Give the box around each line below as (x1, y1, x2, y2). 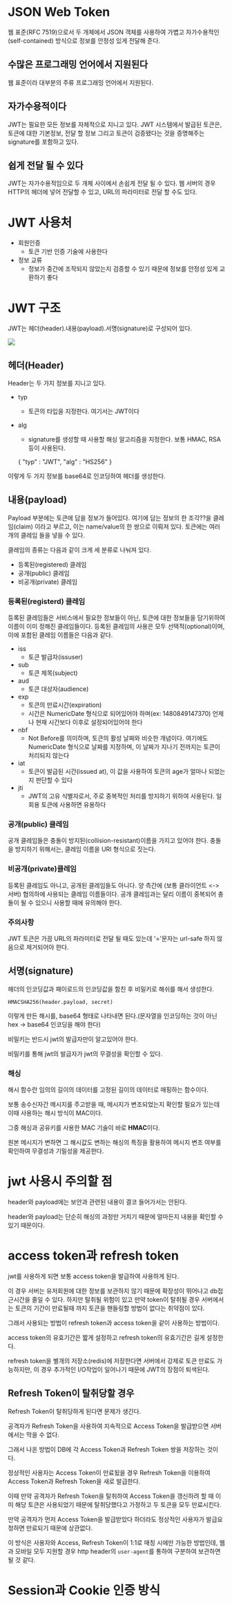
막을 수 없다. (26, 1430, 59, 1439)
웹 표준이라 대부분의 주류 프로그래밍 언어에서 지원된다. (8, 78, 154, 86)
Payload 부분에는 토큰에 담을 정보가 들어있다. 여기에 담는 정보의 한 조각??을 (8, 513, 212, 522)
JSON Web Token (8, 4, 110, 20)
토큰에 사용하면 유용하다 (41, 801, 106, 809)
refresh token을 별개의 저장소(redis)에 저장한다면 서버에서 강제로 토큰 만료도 (8, 1357, 216, 1365)
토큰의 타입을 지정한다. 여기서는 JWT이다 (28, 407, 140, 415)
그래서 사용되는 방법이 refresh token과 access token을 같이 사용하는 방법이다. (8, 1319, 220, 1327)
